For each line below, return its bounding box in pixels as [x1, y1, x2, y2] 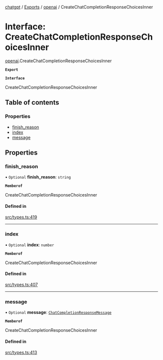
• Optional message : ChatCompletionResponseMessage [5, 309, 112, 315]
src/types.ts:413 [5, 349, 37, 355]
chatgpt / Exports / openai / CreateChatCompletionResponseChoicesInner [5, 4, 153, 10]
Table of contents [5, 98, 59, 107]
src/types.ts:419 [5, 214, 37, 220]
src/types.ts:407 [5, 282, 38, 288]
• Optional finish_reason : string [5, 174, 71, 180]
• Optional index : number [5, 242, 54, 248]
